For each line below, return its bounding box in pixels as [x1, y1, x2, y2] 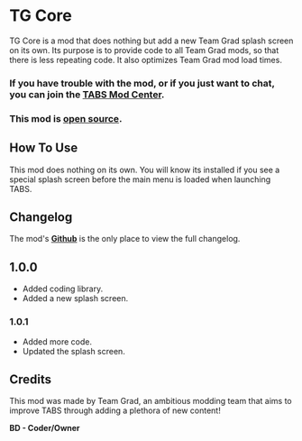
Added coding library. [22, 283, 104, 294]
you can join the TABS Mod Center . [9, 87, 165, 100]
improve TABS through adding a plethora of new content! [9, 405, 221, 416]
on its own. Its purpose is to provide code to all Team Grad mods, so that [9, 44, 279, 55]
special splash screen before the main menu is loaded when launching [9, 173, 271, 185]
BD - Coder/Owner [9, 423, 80, 434]
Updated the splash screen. [22, 345, 126, 356]
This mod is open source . [9, 112, 123, 124]
